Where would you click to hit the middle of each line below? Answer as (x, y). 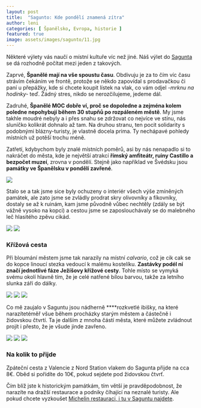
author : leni (22, 23)
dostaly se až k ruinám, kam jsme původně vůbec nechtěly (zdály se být (95, 204)
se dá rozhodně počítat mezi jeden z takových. (64, 63)
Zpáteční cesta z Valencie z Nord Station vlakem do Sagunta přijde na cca (98, 368)
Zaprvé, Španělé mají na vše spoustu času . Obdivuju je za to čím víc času (98, 75)
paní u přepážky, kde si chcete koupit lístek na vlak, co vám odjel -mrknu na (100, 87)
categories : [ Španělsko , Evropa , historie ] (64, 29)
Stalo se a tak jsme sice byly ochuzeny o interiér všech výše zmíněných (95, 191)
